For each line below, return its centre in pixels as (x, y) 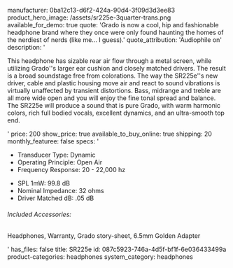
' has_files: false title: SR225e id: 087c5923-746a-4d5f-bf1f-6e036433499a (117, 249)
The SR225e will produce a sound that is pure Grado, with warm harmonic (114, 105)
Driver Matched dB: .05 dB (56, 198)
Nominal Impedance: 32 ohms (61, 191)
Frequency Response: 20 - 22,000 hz (71, 170)
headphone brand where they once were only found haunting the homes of (115, 32)
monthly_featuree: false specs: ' (53, 141)
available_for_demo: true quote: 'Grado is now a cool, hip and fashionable (113, 25)
